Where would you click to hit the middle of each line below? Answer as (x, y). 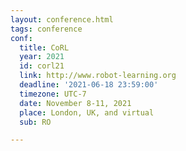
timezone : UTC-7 (53, 94)
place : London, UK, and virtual (87, 112)
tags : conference (46, 29)
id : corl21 (42, 66)
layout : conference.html (62, 19)
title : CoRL (44, 47)
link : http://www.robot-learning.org (98, 76)
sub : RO (35, 122)
